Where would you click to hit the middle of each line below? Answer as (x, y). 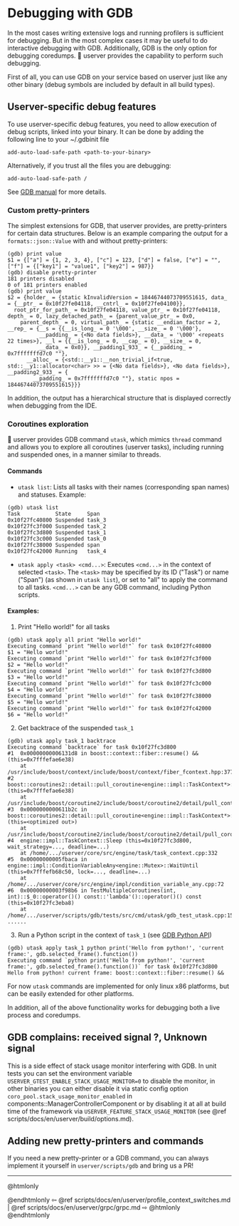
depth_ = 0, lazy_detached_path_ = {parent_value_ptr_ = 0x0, (101, 316)
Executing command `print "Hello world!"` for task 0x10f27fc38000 (110, 696)
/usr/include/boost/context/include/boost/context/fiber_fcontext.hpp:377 (121, 772)
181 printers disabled (41, 279)
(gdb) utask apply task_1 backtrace (62, 741)
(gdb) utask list (33, 507)
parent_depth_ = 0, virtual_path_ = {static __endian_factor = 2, (121, 323)
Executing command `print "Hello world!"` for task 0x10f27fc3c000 (110, 683)
